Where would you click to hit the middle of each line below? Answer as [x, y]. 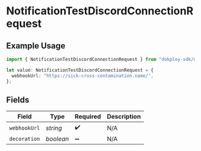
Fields [18, 100]
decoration [25, 139]
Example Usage [36, 46]
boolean [57, 139]
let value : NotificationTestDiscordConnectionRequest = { [80, 70]
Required [88, 116]
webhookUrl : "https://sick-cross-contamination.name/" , [83, 76]
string [54, 128]
